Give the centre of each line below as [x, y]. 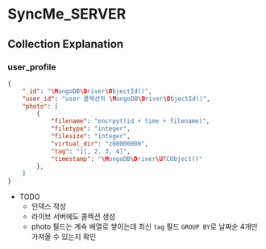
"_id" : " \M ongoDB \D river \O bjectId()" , [87, 91]
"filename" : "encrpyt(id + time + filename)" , [130, 121]
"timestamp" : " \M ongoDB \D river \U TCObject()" [127, 158]
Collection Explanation [66, 44]
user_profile [32, 67]
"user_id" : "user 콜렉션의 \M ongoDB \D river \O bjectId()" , [116, 99]
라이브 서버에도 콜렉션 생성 [73, 217]
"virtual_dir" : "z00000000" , [100, 143]
